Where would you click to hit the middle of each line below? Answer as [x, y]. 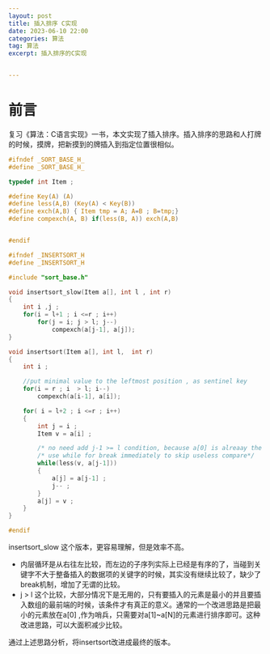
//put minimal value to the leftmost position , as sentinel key [135, 381]
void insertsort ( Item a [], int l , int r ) [81, 352]
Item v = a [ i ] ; [65, 434]
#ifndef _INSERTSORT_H [46, 255]
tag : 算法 [23, 46]
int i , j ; [41, 307]
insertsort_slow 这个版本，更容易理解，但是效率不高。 [98, 547]
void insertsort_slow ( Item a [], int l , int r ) [90, 292]
